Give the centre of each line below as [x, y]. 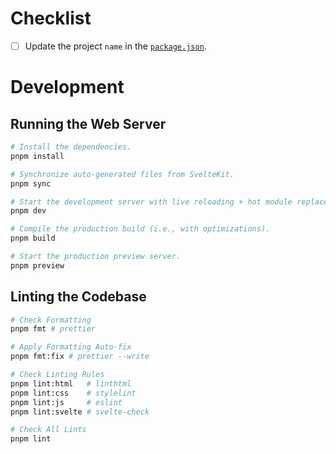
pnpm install [37, 156]
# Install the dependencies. [71, 147]
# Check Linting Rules [57, 375]
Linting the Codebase [78, 297]
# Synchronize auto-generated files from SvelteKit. [122, 174]
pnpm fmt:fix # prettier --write [80, 357]
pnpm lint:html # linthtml [71, 383]
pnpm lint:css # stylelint [73, 393]
